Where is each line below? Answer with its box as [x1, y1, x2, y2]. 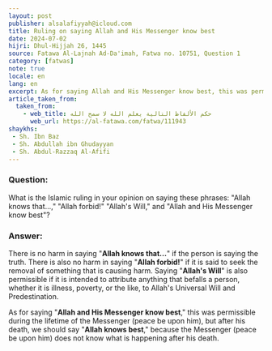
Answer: [8, 230, 43, 242]
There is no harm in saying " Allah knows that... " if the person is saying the [8, 248, 259, 258]
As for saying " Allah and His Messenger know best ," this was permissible [8, 307, 257, 317]
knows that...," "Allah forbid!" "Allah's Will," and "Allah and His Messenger [8, 201, 253, 211]
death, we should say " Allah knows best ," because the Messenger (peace [8, 324, 257, 334]
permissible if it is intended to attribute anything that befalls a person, [8, 274, 240, 284]
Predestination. [8, 291, 59, 301]
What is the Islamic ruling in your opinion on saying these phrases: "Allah [8, 192, 251, 203]
